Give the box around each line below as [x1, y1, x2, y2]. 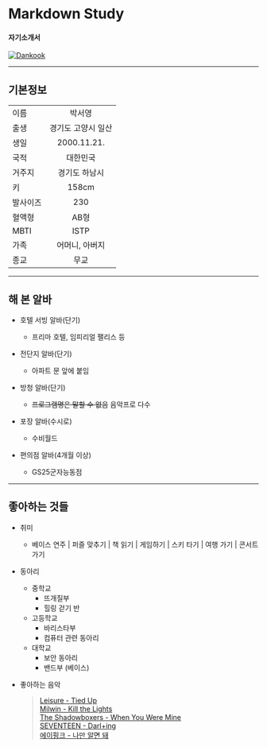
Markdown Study [8, 5, 125, 23]
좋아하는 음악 [19, 679, 61, 689]
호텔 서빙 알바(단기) [19, 315, 81, 325]
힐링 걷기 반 [43, 603, 80, 613]
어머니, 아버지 [56, 240, 106, 251]
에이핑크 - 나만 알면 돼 [39, 730, 109, 740]
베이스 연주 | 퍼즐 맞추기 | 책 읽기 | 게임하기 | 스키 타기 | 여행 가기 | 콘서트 [31, 540, 259, 549]
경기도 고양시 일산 [48, 122, 113, 134]
